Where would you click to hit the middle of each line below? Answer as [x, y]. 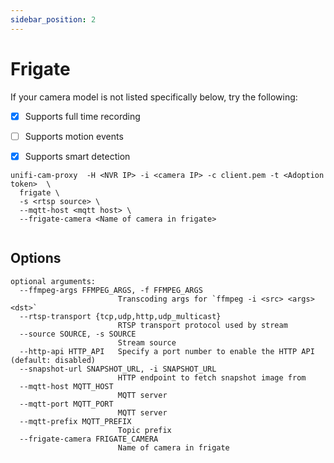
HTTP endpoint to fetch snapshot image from [212, 377]
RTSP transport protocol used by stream [202, 325]
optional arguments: [53, 281]
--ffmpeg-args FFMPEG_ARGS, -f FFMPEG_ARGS [111, 290]
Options [36, 258]
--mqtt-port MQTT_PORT [66, 404]
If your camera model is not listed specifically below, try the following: [154, 97]
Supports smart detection [77, 156]
